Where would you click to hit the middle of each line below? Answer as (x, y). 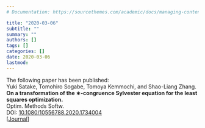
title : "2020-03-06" (33, 23)
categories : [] (26, 52)
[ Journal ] (18, 119)
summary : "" (21, 34)
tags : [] (17, 46)
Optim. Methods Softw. (35, 106)
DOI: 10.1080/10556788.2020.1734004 (54, 112)
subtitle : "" (23, 29)
